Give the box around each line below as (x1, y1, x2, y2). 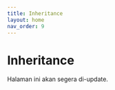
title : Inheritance (7, 10, 63, 17)
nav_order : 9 (7, 23, 45, 30)
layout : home (7, 16, 45, 23)
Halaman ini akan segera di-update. (7, 75, 109, 83)
